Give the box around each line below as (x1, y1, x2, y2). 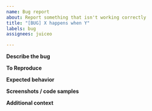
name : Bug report (6, 8, 50, 15)
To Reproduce (6, 64, 42, 72)
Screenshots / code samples (6, 88, 79, 95)
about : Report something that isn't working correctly (6, 14, 147, 20)
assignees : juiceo (6, 31, 52, 37)
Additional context (6, 100, 54, 107)
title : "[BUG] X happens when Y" (6, 20, 90, 26)
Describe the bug (6, 53, 50, 60)
